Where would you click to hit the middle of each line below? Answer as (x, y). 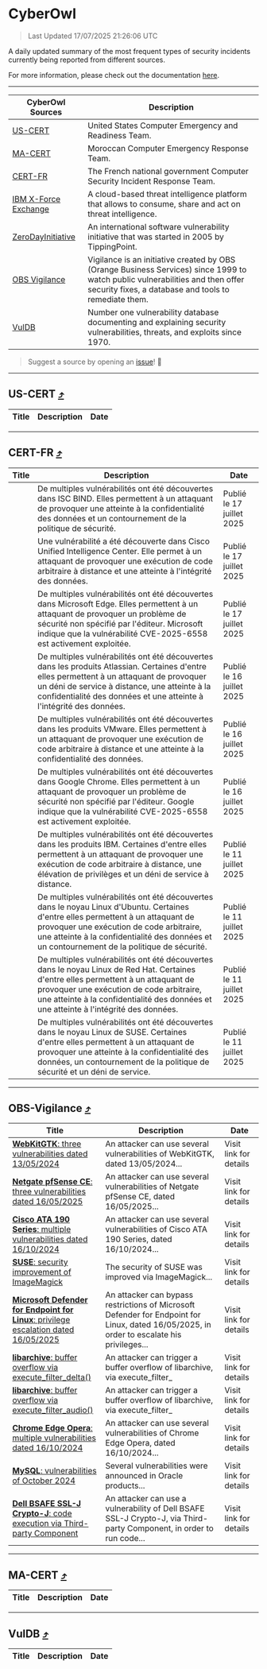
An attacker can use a (146, 1499)
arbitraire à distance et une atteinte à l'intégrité (124, 571)
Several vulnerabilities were (157, 1466)
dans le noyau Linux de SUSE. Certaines (112, 1032)
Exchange (31, 209)
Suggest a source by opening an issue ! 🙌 (95, 362)
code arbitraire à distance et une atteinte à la (120, 749)
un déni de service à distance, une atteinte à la (124, 686)
